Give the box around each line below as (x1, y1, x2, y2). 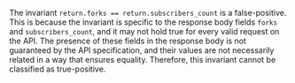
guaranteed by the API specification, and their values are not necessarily (9, 45, 275, 56)
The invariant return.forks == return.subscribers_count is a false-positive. (9, 8, 287, 18)
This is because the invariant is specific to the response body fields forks (9, 17, 277, 27)
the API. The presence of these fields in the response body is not (9, 35, 246, 46)
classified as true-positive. (9, 64, 106, 74)
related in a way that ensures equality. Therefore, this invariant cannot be (9, 55, 276, 64)
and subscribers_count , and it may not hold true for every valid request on (9, 26, 280, 36)
